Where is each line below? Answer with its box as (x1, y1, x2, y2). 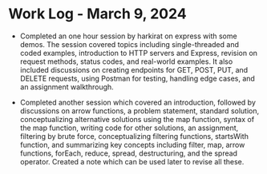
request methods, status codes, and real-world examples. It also (19, 57, 233, 66)
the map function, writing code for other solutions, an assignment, (19, 123, 239, 132)
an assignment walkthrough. (19, 81, 114, 92)
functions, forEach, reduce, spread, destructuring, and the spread (19, 148, 238, 158)
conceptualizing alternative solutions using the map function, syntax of (19, 114, 255, 124)
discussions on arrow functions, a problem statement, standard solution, (19, 105, 260, 116)
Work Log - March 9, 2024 (8, 5, 187, 23)
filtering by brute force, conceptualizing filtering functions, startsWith (19, 131, 249, 140)
